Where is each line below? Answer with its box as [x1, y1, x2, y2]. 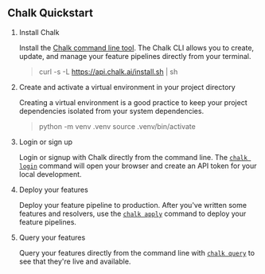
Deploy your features [18, 185, 88, 194]
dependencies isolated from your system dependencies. [18, 106, 205, 115]
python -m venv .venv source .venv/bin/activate [38, 121, 196, 131]
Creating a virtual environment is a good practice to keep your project [18, 97, 247, 107]
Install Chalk [18, 27, 60, 37]
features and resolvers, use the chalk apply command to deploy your [18, 209, 247, 218]
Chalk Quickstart [7, 6, 93, 20]
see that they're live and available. [18, 256, 131, 266]
